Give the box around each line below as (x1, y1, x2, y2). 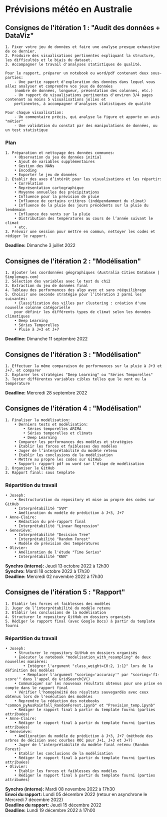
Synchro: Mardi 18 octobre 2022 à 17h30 (5, 568, 90, 574)
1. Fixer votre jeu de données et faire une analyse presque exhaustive (5, 44, 160, 49)
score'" (5, 676, 21, 682)
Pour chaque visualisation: (5, 110, 64, 115)
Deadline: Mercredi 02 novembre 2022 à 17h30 (5, 573, 103, 579)
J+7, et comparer (5, 367, 41, 373)
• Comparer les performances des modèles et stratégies (14, 439, 133, 444)
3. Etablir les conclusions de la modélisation (5, 610, 106, 615)
